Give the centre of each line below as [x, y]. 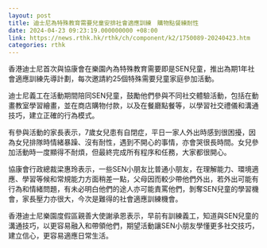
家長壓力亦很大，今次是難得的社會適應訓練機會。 [102, 199]
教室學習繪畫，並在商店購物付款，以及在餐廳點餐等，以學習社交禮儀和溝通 [137, 106]
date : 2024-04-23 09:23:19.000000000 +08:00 [83, 30]
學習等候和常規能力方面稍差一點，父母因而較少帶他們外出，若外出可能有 [140, 179]
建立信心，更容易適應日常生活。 [60, 236]
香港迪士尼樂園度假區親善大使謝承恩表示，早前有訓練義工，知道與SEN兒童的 [133, 216]
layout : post [30, 15]
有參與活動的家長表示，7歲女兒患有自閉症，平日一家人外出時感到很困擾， [128, 133]
